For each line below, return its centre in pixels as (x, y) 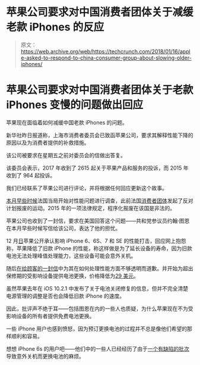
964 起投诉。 (39, 175)
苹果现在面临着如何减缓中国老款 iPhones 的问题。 (67, 122)
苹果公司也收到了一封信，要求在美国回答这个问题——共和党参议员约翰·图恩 (98, 220)
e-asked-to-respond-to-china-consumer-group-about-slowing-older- (106, 58)
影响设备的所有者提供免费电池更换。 (50, 316)
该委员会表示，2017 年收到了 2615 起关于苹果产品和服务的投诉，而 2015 (94, 168)
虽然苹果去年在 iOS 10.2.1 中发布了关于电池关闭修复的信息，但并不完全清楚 (97, 288)
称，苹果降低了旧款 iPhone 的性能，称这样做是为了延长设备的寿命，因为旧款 (99, 248)
